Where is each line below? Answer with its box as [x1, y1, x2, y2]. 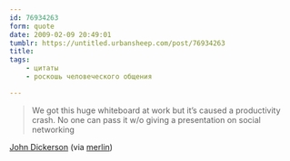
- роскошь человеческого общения [25, 72, 153, 81]
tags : [9, 55, 30, 64]
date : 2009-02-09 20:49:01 [9, 30, 112, 39]
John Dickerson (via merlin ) [9, 141, 114, 152]
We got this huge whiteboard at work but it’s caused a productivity [31, 105, 281, 116]
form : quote [9, 22, 55, 31]
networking [31, 124, 75, 135]
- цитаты [25, 64, 59, 73]
